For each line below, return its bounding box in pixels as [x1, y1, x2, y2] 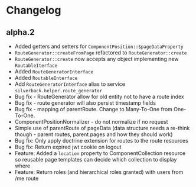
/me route [14, 175, 39, 182]
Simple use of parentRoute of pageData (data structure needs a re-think [14, 125, 190, 131]
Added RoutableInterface [14, 75, 78, 81]
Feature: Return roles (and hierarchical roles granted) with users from [14, 169, 184, 175]
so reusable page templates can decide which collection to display [14, 156, 177, 163]
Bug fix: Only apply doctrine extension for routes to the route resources [14, 137, 189, 144]
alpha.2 [6, 27, 35, 37]
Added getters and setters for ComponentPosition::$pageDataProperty [14, 43, 184, 50]
